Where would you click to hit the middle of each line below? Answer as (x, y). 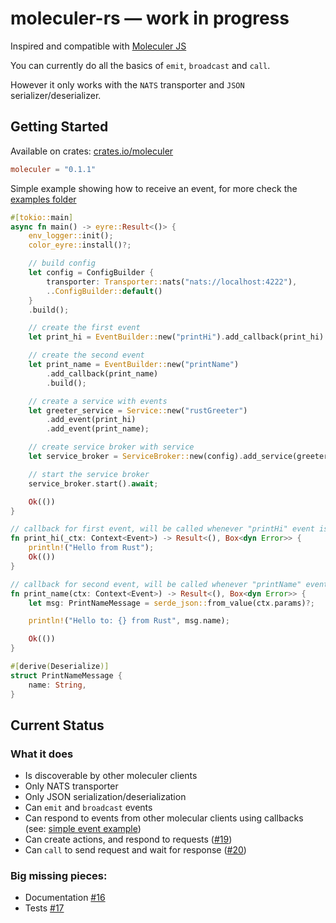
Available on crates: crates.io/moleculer (92, 151)
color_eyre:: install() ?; (80, 245)
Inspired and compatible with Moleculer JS (98, 46)
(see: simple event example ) (83, 829)
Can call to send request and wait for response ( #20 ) (135, 850)
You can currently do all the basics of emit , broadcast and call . (140, 65)
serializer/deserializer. (56, 95)
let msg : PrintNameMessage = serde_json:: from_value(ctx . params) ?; (171, 603)
